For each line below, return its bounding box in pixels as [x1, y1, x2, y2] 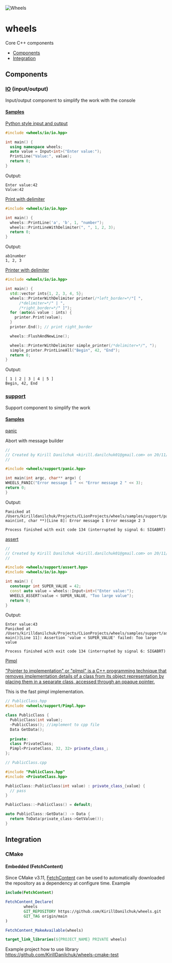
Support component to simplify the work [5, 405, 91, 411]
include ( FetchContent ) [5, 890, 54, 895]
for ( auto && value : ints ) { [10, 310, 72, 315]
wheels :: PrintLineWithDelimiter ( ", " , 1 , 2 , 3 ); [10, 225, 116, 230]
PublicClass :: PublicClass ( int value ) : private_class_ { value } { [5, 783, 145, 788]
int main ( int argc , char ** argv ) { [5, 475, 81, 481]
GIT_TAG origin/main [24, 914, 68, 919]
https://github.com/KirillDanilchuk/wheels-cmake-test [5, 952, 119, 958]
